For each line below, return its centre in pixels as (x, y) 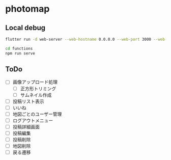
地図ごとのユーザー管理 (37, 114)
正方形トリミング (38, 88)
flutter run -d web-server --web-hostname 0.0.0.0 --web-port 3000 (78, 39)
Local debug (25, 28)
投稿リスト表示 (28, 101)
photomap (27, 9)
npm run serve (20, 53)
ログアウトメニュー (33, 120)
